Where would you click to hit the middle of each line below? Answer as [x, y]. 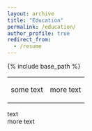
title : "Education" [36, 20]
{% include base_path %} [44, 66]
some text [27, 90]
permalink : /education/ [42, 27]
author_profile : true [39, 33]
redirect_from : [29, 40]
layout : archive [31, 14]
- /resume [28, 46]
